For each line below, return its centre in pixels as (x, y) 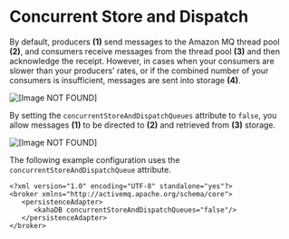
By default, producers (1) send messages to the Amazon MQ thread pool (144, 42)
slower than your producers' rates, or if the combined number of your (139, 71)
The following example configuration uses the (95, 159)
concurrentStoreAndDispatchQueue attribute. (91, 169)
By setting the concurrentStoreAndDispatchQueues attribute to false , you (143, 115)
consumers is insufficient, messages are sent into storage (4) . (125, 80)
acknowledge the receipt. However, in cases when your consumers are (142, 61)
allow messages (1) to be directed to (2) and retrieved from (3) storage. (143, 125)
